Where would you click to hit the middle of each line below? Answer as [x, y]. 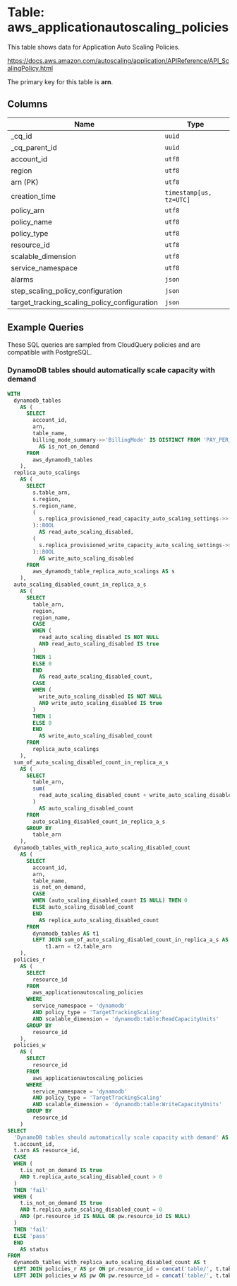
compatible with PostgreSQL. [50, 352]
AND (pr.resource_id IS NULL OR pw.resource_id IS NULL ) [105, 1217]
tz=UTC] [177, 200]
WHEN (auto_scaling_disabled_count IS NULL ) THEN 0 [110, 901]
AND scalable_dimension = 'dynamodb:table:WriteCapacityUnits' [127, 1105]
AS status [35, 1249]
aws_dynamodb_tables [63, 460]
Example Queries [46, 327]
